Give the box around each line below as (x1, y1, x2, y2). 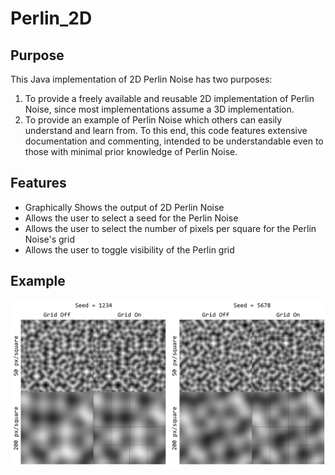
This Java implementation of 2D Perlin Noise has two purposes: (10, 73, 273, 85)
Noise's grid (24, 233, 75, 245)
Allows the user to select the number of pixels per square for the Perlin (24, 222, 317, 234)
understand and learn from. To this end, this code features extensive (24, 125, 308, 136)
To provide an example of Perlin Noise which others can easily (24, 114, 283, 126)
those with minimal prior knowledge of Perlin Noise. (24, 146, 238, 157)
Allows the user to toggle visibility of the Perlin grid (24, 243, 235, 256)
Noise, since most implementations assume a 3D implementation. (24, 103, 295, 115)
